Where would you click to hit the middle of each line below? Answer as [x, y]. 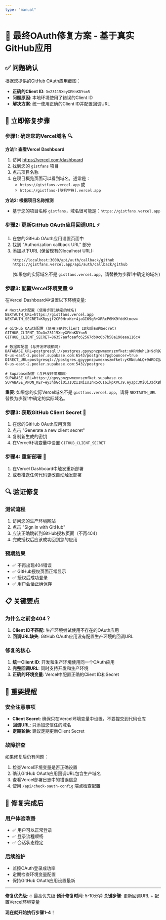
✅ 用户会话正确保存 [32, 584]
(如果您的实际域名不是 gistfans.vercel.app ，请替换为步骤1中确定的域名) [86, 274]
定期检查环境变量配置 [34, 874]
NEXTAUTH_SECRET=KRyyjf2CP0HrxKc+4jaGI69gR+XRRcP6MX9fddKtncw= [72, 319]
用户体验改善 [21, 818]
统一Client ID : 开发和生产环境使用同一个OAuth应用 [63, 662]
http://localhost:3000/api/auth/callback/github [63, 260]
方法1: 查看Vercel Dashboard [35, 150]
